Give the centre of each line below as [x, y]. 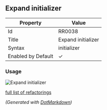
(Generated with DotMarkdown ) [39, 102]
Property [31, 22]
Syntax [16, 48]
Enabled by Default [31, 56]
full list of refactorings [29, 92]
